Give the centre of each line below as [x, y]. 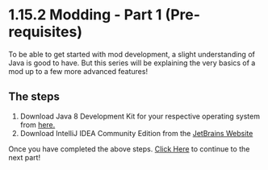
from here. [38, 124]
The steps [34, 97]
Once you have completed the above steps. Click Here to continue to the [129, 149]
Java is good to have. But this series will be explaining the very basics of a [132, 63]
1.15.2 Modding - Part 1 [85, 15]
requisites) [46, 32]
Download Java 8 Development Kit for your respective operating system [140, 116]
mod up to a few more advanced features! [78, 71]
